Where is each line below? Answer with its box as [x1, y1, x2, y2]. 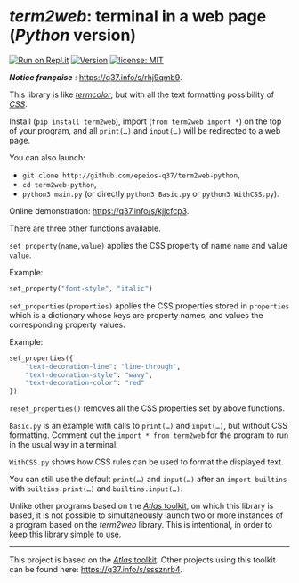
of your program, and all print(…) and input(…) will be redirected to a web [9, 125, 281, 135]
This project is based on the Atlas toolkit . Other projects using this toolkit [9, 554, 276, 565]
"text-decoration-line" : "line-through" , [25, 362, 181, 371]
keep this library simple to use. [9, 529, 122, 540]
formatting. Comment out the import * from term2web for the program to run [9, 430, 289, 440]
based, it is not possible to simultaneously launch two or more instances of [9, 510, 284, 521]
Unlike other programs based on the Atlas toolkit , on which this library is [9, 501, 274, 512]
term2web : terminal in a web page [9, 6, 267, 27]
